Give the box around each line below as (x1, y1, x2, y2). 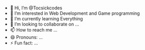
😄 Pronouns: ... (10, 34, 43, 40)
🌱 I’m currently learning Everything (10, 16, 83, 21)
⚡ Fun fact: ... (10, 40, 38, 46)
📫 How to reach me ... (10, 27, 57, 33)
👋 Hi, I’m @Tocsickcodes (10, 5, 63, 11)
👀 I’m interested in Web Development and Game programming (10, 10, 140, 16)
